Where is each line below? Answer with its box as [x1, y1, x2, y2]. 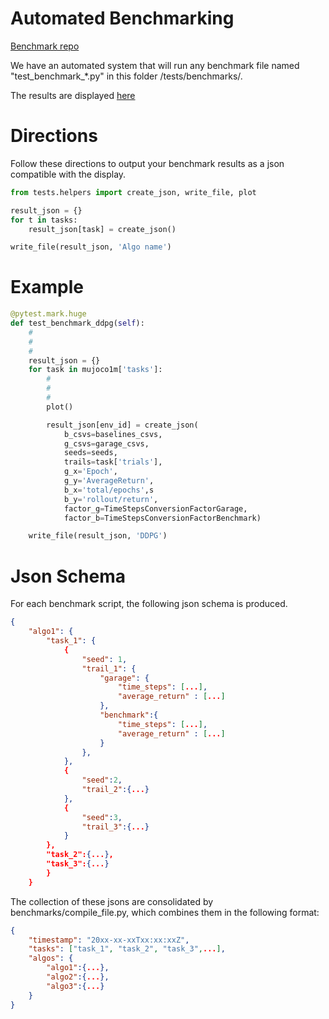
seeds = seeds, [63, 448, 118, 458]
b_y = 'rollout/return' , [63, 494, 159, 504]
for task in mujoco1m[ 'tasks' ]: [28, 365, 163, 375]
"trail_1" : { [81, 663, 137, 674]
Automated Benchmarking [10, 7, 235, 30]
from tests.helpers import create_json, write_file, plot [10, 187, 257, 197]
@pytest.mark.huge [10, 309, 87, 319]
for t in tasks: [10, 215, 78, 225]
